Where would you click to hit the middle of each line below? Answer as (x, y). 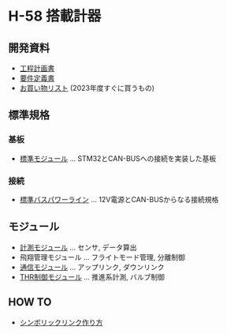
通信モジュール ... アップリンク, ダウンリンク (92, 267)
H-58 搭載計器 (55, 16)
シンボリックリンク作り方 (61, 322)
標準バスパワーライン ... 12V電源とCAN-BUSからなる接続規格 (119, 199)
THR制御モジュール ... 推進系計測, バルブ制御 (92, 276)
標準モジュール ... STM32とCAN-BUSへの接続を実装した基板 (118, 158)
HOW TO (30, 302)
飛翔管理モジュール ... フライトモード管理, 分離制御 (102, 257)
